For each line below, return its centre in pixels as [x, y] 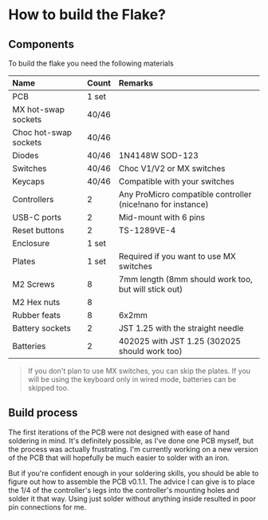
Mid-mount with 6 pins [162, 217]
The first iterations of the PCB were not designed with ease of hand [119, 432]
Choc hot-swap [42, 132]
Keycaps [29, 181]
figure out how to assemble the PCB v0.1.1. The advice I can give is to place [132, 482]
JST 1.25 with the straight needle [181, 328]
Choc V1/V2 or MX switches [172, 168]
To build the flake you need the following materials [91, 63]
